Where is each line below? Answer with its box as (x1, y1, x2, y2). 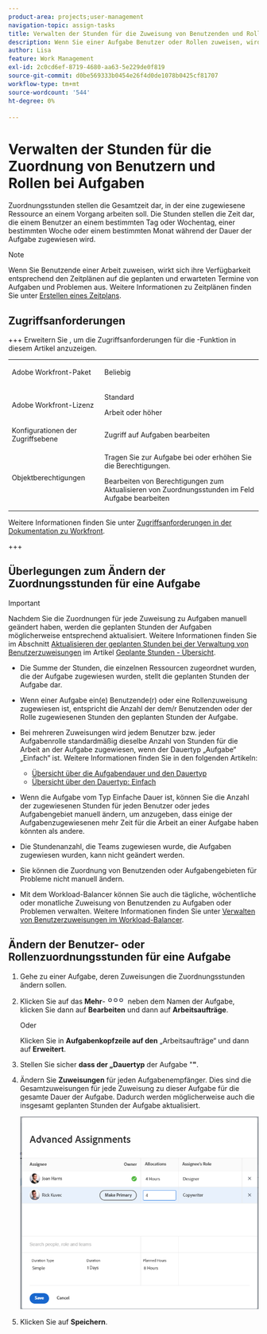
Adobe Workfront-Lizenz (11, 400, 95, 409)
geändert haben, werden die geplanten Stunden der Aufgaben (8, 622, 212, 632)
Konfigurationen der (11, 426, 77, 436)
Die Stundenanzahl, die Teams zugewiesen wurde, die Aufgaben (19, 841, 232, 851)
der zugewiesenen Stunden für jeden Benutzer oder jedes (19, 800, 211, 810)
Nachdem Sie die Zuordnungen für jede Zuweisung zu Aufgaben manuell (8, 613, 247, 623)
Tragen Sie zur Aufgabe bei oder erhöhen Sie (104, 452, 252, 462)
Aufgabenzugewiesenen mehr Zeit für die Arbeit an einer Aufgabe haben (19, 817, 259, 827)
